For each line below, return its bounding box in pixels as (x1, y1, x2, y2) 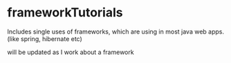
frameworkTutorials (7, 5, 123, 21)
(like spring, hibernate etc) (7, 34, 83, 42)
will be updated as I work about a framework (7, 48, 134, 56)
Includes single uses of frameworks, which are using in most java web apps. (7, 27, 225, 36)
